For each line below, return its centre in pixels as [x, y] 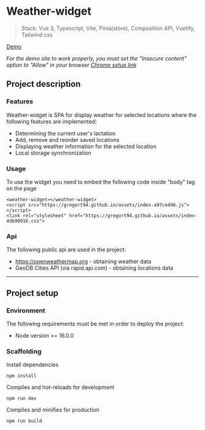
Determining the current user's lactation [65, 133]
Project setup [33, 293]
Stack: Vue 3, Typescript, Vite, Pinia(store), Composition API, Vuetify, [108, 28]
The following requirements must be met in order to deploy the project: [95, 324]
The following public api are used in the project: [66, 250]
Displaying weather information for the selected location [86, 146]
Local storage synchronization [53, 153]
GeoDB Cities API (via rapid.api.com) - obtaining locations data [94, 268]
